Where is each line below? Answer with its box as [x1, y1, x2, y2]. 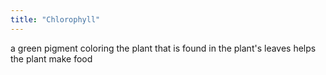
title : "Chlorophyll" [10, 14, 101, 25]
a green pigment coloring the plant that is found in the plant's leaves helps [10, 42, 317, 54]
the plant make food [10, 52, 93, 65]
